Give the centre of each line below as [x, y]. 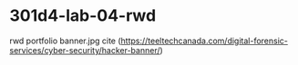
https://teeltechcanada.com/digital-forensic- [205, 41]
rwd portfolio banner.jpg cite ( [65, 41]
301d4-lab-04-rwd [83, 16]
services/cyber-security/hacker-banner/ [85, 50]
